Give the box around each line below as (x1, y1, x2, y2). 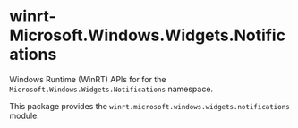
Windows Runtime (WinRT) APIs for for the (9, 73, 166, 84)
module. (9, 110, 40, 121)
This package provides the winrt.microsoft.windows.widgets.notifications (9, 100, 290, 111)
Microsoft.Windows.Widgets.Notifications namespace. (9, 83, 213, 94)
